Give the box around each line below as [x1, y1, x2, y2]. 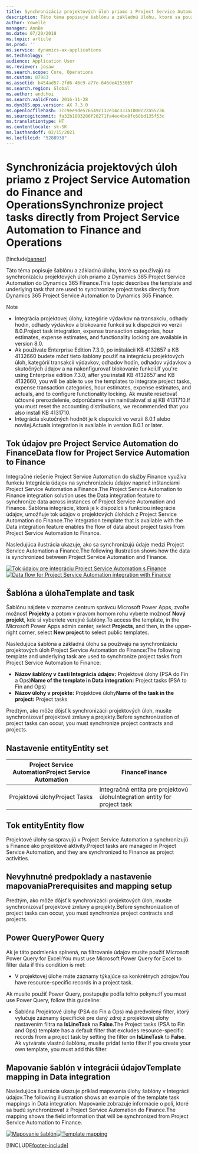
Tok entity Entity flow [6, 820, 84, 830]
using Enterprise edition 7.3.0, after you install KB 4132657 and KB [14, 371, 175, 378]
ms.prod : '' [6, 42, 35, 48]
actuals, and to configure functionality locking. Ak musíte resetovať [14, 390, 178, 397]
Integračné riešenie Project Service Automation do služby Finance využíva [6, 473, 187, 480]
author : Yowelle [6, 19, 46, 25]
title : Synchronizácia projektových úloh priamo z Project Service [6, 8, 176, 15]
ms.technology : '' [6, 53, 51, 58]
